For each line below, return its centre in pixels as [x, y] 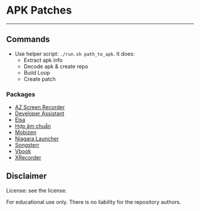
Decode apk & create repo [56, 66]
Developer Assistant [39, 114]
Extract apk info [43, 60]
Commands [28, 39]
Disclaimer [26, 176]
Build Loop [37, 72]
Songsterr [27, 145]
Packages [21, 94]
